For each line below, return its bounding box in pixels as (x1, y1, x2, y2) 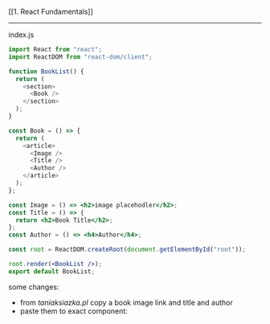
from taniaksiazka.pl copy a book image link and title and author (19, 297, 233, 307)
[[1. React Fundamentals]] (8, 7, 94, 16)
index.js (8, 30, 35, 39)
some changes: (8, 281, 59, 292)
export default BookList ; (8, 267, 95, 276)
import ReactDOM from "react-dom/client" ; (8, 52, 153, 61)
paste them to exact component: (19, 306, 129, 316)
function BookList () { (8, 68, 84, 76)
